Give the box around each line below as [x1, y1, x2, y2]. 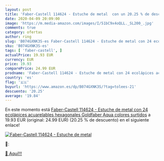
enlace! [5, 122, 20, 128]
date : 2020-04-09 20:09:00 [5, 16, 60, 21]
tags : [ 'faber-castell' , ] [5, 48, 62, 53]
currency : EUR [5, 57, 34, 62]
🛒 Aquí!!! [5, 151, 22, 157]
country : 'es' [5, 75, 34, 80]
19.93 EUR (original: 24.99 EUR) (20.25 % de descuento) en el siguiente [5, 117, 149, 123]
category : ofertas [5, 30, 42, 35]
